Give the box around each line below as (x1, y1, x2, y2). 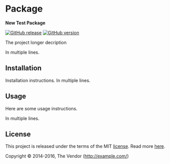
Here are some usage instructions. (5, 105, 78, 111)
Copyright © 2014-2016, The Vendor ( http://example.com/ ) (5, 153, 129, 159)
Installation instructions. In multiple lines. (5, 77, 91, 84)
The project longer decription (5, 39, 67, 46)
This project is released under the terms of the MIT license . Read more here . (5, 143, 165, 149)
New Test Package (5, 20, 46, 26)
